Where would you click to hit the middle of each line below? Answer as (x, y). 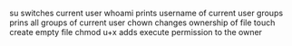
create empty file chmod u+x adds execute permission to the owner (136, 32)
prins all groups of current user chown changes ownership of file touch (142, 23)
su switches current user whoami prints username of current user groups (146, 13)
